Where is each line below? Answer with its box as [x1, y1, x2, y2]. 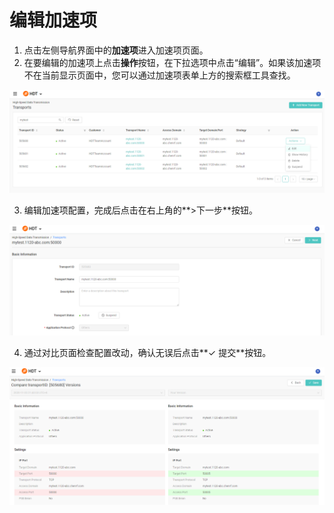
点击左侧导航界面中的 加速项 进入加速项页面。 [23, 44, 209, 56]
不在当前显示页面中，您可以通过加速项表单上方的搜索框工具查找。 [23, 69, 296, 81]
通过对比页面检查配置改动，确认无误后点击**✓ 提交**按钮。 [23, 346, 272, 358]
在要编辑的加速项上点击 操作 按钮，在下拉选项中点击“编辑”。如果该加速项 [23, 56, 322, 68]
